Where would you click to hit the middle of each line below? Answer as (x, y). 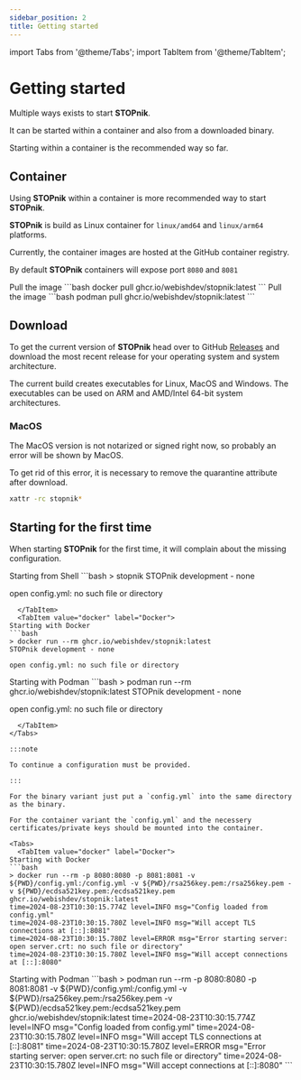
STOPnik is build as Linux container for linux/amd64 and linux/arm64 (137, 226)
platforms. (28, 235)
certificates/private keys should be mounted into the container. (137, 828)
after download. (39, 483)
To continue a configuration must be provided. (100, 765)
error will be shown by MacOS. (67, 456)
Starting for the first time (81, 527)
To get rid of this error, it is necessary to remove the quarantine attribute (143, 473)
